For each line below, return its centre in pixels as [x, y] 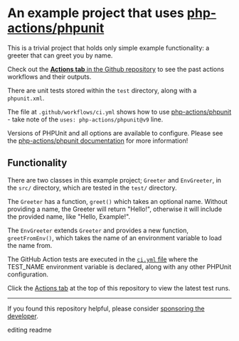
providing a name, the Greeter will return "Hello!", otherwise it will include [115, 209]
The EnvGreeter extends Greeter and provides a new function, [98, 230]
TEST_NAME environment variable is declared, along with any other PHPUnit [119, 266]
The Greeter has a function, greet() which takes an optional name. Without [117, 201]
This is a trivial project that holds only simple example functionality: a [108, 48]
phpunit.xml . [26, 98]
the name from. [30, 245]
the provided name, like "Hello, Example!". [69, 216]
